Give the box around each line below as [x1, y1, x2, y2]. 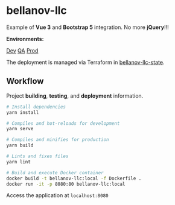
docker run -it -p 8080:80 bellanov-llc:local [6, 181, 126, 187]
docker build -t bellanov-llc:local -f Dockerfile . [6, 175, 142, 181]
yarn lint [6, 159, 31, 165]
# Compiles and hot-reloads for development [6, 120, 120, 127]
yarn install [6, 109, 39, 115]
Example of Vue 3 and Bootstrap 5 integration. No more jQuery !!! [6, 24, 169, 31]
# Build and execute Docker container [6, 169, 104, 175]
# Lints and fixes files [6, 153, 69, 159]
